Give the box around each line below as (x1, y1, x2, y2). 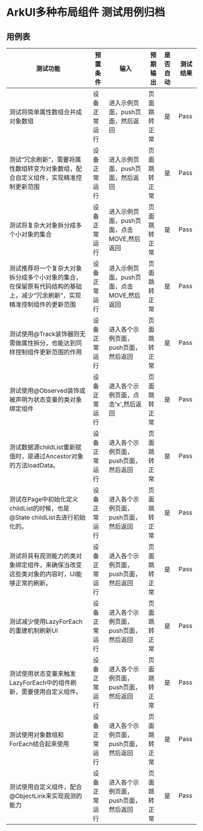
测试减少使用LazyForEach (9, 617, 83, 626)
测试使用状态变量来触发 (9, 670, 77, 678)
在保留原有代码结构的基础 (9, 282, 83, 290)
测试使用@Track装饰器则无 (9, 330, 86, 338)
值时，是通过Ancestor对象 (9, 452, 84, 460)
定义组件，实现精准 (21, 173, 77, 182)
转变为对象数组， (27, 164, 77, 173)
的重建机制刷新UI (9, 626, 59, 635)
